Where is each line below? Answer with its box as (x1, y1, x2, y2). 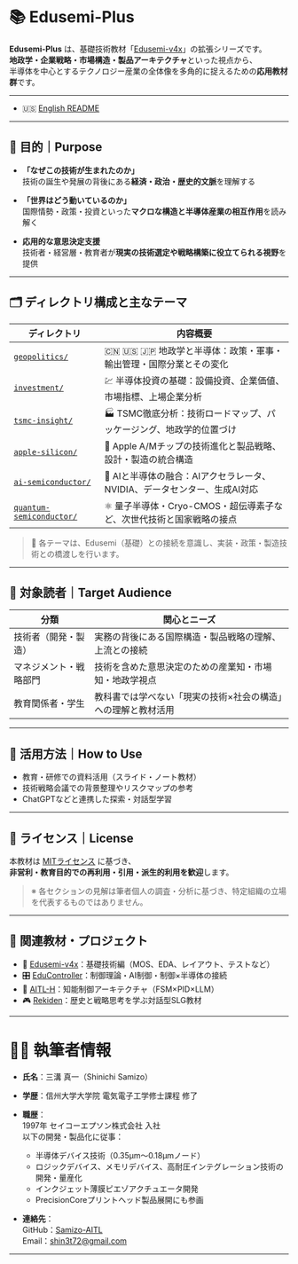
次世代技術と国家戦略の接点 (121, 513, 238, 525)
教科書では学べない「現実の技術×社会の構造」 (94, 691, 282, 703)
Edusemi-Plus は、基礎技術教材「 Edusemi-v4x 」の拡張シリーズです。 (9, 43, 268, 54)
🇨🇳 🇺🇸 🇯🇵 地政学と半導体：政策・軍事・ (104, 344, 284, 357)
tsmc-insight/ (13, 416, 74, 426)
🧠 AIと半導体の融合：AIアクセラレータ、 (104, 469, 271, 482)
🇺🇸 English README (21, 103, 100, 114)
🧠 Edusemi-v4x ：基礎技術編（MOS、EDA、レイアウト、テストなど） (21, 959, 275, 970)
